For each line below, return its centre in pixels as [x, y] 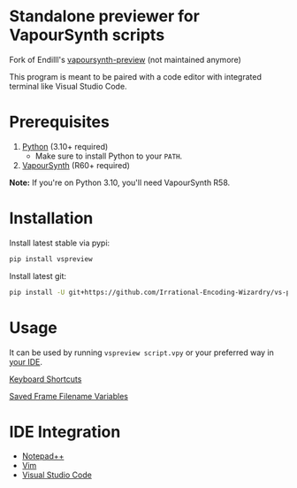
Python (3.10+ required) [65, 146]
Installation [51, 218]
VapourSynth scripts [87, 35]
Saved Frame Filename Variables [69, 396]
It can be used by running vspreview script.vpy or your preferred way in [141, 352]
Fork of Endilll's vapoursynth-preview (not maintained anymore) [125, 59]
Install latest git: [38, 275]
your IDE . [26, 361]
